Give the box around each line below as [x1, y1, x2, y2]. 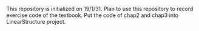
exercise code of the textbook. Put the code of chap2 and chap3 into [6, 12, 179, 19]
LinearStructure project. [6, 18, 66, 25]
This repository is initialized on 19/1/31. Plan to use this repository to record [6, 5, 194, 12]
